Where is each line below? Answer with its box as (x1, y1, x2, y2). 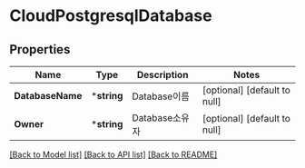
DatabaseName (14, 90, 83, 102)
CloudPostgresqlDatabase (9, 5, 212, 26)
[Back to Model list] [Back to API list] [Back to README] (9, 149, 218, 160)
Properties (9, 42, 71, 57)
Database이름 (131, 90, 190, 103)
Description (136, 69, 189, 81)
